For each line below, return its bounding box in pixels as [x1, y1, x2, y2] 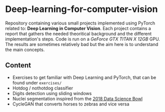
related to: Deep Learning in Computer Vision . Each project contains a [5, 25, 151, 31]
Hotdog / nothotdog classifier [12, 85, 73, 91]
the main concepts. [5, 46, 45, 52]
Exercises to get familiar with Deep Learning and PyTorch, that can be [12, 74, 156, 80]
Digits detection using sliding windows [12, 90, 92, 96]
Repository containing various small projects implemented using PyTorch [5, 20, 155, 26]
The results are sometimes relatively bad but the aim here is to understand [5, 41, 158, 47]
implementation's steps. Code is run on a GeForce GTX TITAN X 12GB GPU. [5, 36, 160, 42]
